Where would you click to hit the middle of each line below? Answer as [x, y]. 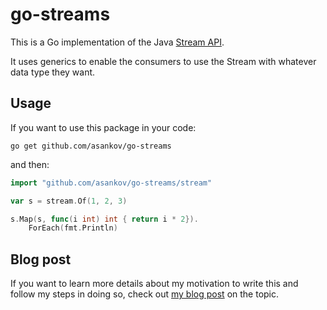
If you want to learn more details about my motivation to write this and [154, 284]
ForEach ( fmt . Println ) [73, 228]
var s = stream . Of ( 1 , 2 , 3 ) [69, 201]
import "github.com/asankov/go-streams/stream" [111, 183]
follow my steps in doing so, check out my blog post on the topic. [145, 294]
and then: [30, 164]
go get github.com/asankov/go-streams [91, 146]
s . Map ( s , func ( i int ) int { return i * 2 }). [104, 219]
